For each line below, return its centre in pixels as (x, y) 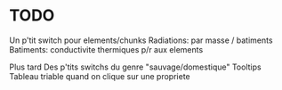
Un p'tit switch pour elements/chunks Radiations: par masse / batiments (141, 40)
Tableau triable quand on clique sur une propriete (100, 76)
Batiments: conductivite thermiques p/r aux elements (106, 49)
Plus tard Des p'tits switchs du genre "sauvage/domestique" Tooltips (135, 67)
